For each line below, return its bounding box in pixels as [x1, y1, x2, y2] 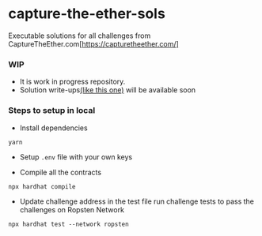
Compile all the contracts [19, 167, 101, 177]
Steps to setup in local [8, 105, 96, 116]
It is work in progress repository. [19, 77, 126, 87]
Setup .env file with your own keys [19, 152, 133, 162]
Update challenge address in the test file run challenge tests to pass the [19, 197, 255, 206]
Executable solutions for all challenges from [8, 31, 151, 40]
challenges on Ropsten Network [19, 204, 125, 214]
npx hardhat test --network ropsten [8, 220, 129, 228]
